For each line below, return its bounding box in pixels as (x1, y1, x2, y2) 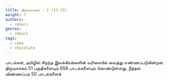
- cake (10, 41, 24, 46)
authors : (5, 17, 24, 22)
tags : (5, 36, 17, 41)
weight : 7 (5, 12, 27, 17)
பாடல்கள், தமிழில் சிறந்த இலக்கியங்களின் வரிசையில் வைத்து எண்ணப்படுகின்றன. (5, 59, 164, 65)
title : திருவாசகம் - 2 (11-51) (5, 7, 67, 13)
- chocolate (10, 45, 36, 50)
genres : (5, 26, 22, 32)
